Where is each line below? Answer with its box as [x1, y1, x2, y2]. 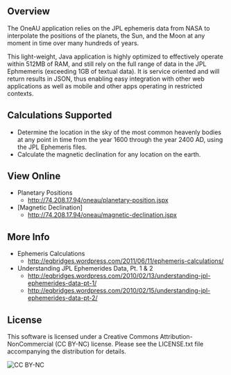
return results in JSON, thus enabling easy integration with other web [7, 74, 205, 83]
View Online [7, 170, 61, 182]
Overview [7, 6, 51, 17]
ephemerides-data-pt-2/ [27, 294, 99, 302]
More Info [7, 231, 50, 243]
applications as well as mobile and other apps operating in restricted [7, 81, 203, 90]
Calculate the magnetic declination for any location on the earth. [17, 150, 201, 159]
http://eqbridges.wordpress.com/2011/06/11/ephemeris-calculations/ [27, 257, 224, 265]
